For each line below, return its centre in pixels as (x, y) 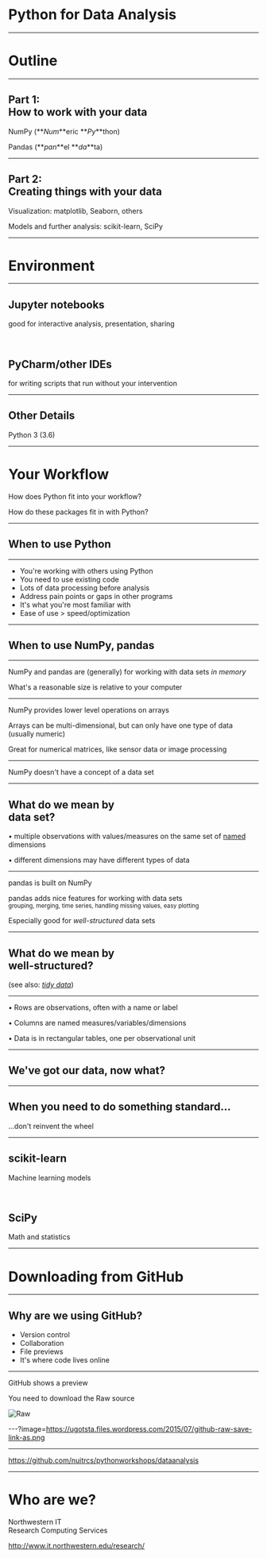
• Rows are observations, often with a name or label (93, 1007)
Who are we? (52, 1500)
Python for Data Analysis (93, 15)
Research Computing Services (58, 1530)
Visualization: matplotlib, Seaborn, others (75, 211)
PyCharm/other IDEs (60, 364)
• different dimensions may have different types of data (99, 860)
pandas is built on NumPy (50, 883)
